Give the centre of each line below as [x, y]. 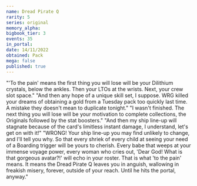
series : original [27, 22]
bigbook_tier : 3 [26, 34]
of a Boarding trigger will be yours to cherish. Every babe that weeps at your [98, 145]
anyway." [17, 177]
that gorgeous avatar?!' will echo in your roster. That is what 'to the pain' [94, 158]
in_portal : [19, 45]
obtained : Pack [25, 55]
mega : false [21, 61]
